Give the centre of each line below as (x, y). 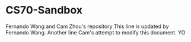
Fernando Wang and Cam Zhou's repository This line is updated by (87, 26)
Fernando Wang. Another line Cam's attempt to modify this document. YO (95, 32)
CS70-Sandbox (44, 10)
